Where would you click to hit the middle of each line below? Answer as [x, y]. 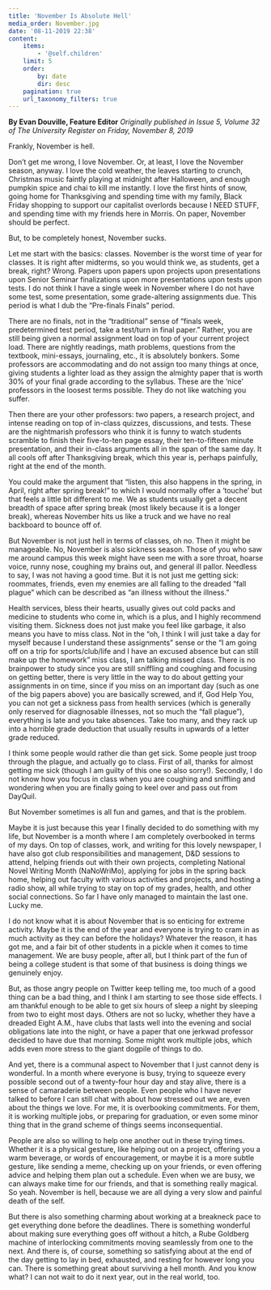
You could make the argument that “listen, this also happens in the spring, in [135, 482]
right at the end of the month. [57, 467]
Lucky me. [26, 905]
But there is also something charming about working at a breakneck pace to [135, 1217]
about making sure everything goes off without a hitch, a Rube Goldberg [129, 1234]
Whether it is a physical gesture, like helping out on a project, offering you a [134, 1150]
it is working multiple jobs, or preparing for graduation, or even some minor [133, 1116]
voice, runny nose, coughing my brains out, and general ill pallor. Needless [133, 567]
